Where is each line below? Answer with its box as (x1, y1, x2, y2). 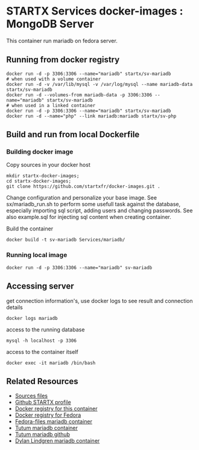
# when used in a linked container (6, 102, 96, 108)
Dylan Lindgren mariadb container (14, 437, 100, 445)
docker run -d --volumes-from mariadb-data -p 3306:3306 (6, 92, 153, 98)
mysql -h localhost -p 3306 (6, 337, 77, 344)
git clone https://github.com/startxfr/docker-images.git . (6, 183, 161, 190)
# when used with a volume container (6, 76, 101, 82)
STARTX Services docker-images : (6, 4, 183, 18)
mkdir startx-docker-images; (6, 173, 80, 179)
